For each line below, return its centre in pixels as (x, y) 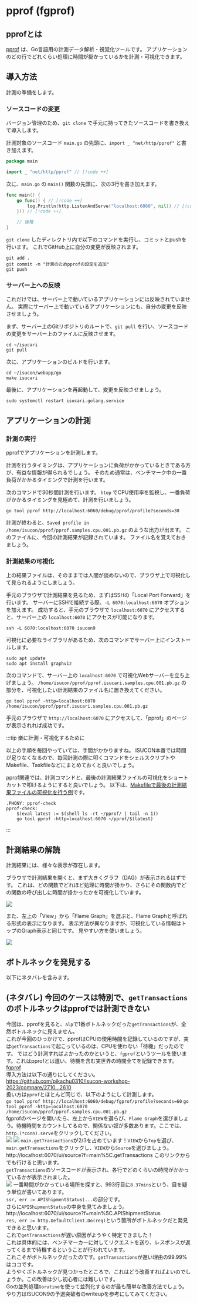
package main (22, 161)
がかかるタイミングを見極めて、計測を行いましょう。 (70, 500)
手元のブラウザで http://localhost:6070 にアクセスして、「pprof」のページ (96, 718)
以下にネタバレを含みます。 (39, 977)
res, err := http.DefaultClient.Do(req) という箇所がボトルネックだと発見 (97, 1220)
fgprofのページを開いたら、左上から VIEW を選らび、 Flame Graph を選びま (92, 1118)
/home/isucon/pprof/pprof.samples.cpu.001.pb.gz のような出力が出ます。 (95, 530)
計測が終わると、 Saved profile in (47, 523)
